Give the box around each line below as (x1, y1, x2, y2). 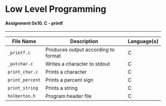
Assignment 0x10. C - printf (5, 20, 63, 26)
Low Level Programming (5, 3, 107, 15)
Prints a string (45, 85, 78, 92)
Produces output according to (45, 46, 115, 53)
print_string (7, 85, 39, 91)
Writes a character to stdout (45, 60, 110, 67)
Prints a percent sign (45, 77, 94, 84)
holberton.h (7, 93, 36, 99)
